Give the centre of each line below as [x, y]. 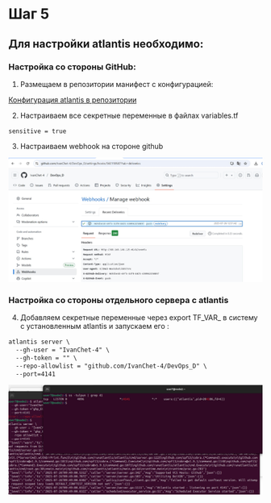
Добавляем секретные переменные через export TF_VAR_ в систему [139, 318]
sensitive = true [38, 131]
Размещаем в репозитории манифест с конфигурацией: [117, 84]
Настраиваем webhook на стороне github [92, 146]
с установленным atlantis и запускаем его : [94, 326]
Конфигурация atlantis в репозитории [73, 100]
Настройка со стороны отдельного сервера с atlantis [119, 301]
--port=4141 [36, 374]
